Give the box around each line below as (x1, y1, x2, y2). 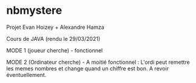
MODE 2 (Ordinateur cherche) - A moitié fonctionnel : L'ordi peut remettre (6, 58, 190, 66)
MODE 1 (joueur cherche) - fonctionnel (6, 46, 103, 54)
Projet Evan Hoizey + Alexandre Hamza (6, 23, 104, 31)
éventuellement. (6, 71, 47, 78)
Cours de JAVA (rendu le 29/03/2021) (6, 35, 101, 42)
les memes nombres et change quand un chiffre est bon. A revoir (6, 64, 169, 72)
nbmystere (6, 4, 63, 17)
